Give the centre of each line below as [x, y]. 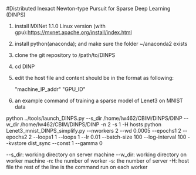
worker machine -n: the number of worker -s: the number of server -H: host [98, 161]
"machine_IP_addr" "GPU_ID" [50, 89]
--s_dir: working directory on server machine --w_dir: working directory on [96, 154]
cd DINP [25, 66]
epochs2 [17, 137]
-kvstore [16, 143]
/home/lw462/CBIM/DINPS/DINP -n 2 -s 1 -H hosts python [91, 124]
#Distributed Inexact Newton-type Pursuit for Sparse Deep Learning [88, 9]
